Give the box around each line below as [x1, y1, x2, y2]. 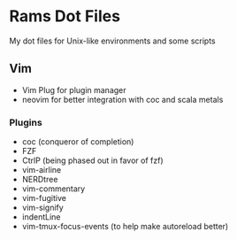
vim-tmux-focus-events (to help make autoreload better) [21, 221, 229, 232]
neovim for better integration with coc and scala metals [21, 94, 224, 105]
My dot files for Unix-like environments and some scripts [9, 35, 216, 46]
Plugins [9, 116, 42, 128]
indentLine [21, 212, 61, 222]
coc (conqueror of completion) [21, 136, 134, 147]
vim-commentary [21, 183, 86, 194]
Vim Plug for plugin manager [21, 84, 126, 95]
